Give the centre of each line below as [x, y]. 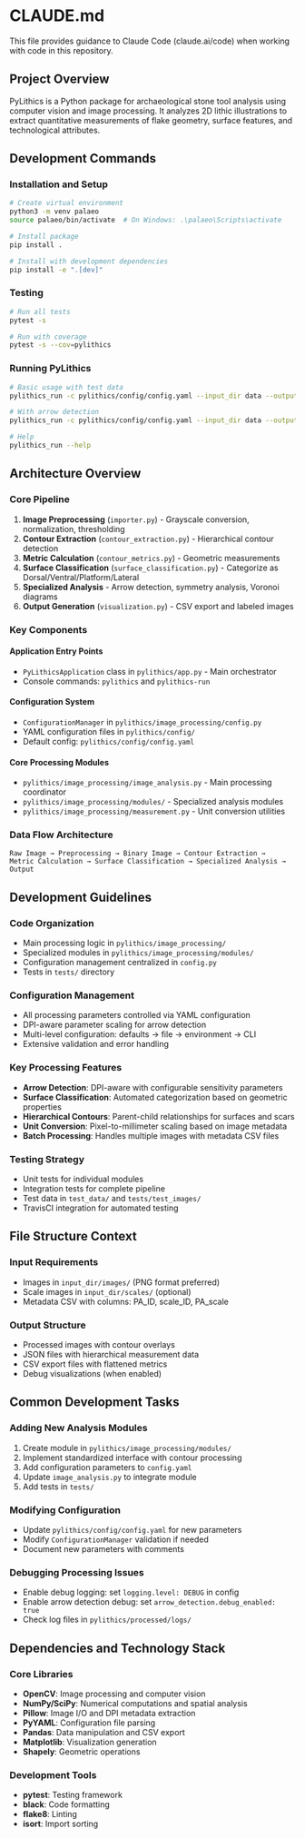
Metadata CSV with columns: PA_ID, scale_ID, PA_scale [125, 1301]
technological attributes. [55, 130]
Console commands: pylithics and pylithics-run [116, 681]
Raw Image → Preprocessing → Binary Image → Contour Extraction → [138, 854]
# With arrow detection [54, 412]
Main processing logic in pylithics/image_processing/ [124, 943]
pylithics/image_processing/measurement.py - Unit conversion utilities [154, 811]
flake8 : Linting [49, 1814]
